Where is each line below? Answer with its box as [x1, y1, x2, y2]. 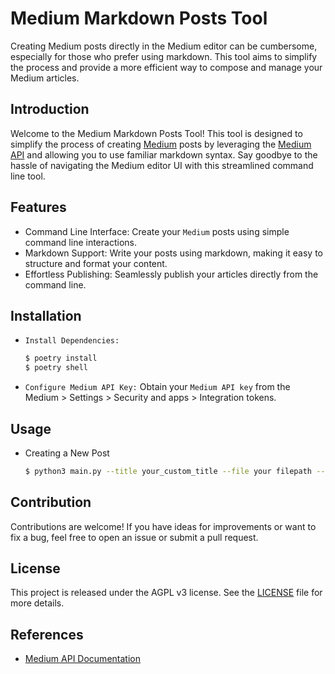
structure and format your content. [24, 257, 168, 269]
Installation [10, 307, 82, 324]
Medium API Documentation [24, 653, 141, 665]
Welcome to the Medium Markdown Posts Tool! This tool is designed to [10, 127, 303, 139]
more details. [10, 597, 65, 609]
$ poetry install [24, 353, 98, 364]
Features [10, 199, 67, 216]
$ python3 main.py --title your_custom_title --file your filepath [24, 466, 313, 476]
